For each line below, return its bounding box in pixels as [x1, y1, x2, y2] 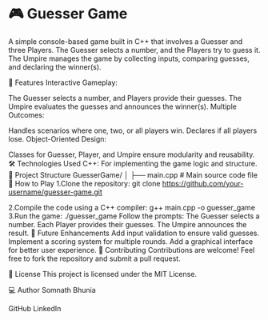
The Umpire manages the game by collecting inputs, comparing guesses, [8, 54, 250, 63]
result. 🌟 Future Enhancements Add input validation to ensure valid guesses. [8, 228, 260, 238]
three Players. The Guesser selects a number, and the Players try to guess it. [8, 45, 261, 54]
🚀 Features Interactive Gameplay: [8, 78, 118, 87]
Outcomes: [8, 110, 45, 119]
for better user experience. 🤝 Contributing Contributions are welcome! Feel [8, 245, 255, 254]
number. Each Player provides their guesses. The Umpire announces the [8, 219, 247, 229]
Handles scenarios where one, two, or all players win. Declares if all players [8, 126, 258, 135]
